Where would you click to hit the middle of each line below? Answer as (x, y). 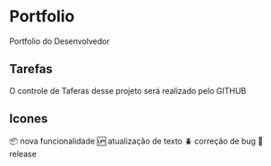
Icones (29, 119)
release (23, 154)
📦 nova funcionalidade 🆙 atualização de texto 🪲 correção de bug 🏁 (136, 141)
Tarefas (31, 69)
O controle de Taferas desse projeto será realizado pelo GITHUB (128, 90)
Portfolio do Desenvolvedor (59, 41)
